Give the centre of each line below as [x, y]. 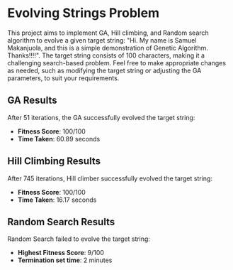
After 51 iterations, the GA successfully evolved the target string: [101, 117]
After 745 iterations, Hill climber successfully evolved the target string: [110, 178]
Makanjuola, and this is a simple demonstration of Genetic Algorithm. [108, 48]
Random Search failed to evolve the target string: [79, 239]
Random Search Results [61, 222]
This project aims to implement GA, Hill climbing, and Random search [108, 33]
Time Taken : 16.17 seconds [57, 200]
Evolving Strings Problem [84, 13]
